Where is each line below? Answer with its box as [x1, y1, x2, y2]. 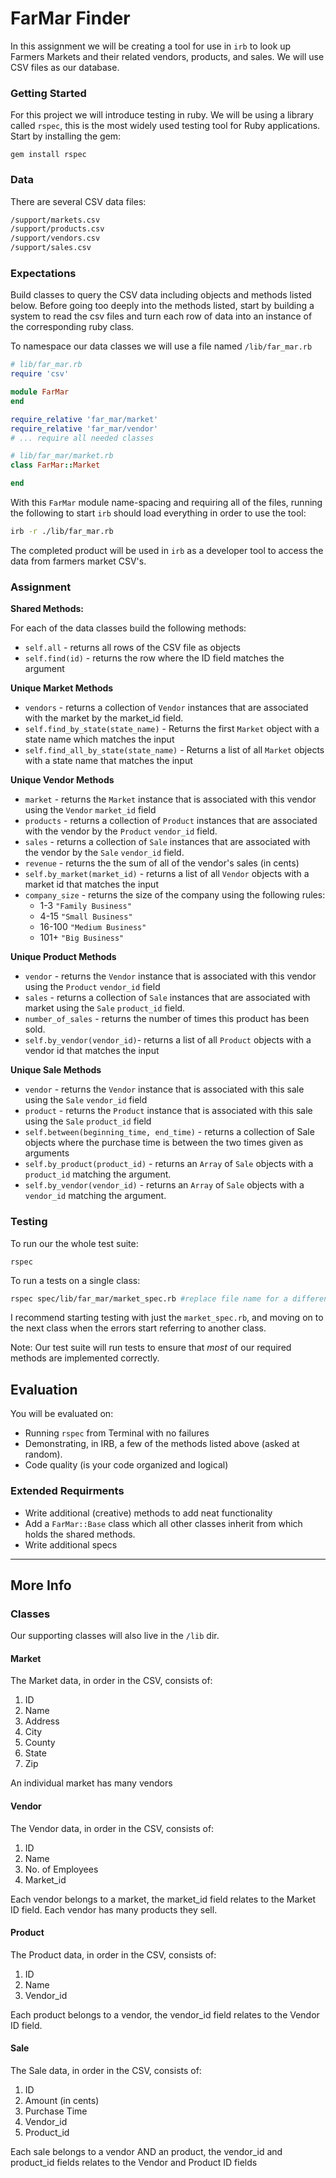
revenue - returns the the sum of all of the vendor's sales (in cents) [24, 857, 300, 869]
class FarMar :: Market [10, 460, 101, 471]
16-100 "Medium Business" [39, 921, 147, 933]
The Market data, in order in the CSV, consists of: [10, 1675, 213, 1687]
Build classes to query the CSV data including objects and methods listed [10, 289, 312, 301]
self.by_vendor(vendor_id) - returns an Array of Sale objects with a [24, 1179, 305, 1191]
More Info [10, 1577, 72, 1594]
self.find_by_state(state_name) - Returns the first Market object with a [24, 723, 320, 735]
